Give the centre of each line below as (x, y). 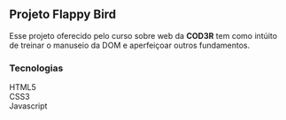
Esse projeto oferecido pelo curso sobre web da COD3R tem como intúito (143, 35)
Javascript (28, 106)
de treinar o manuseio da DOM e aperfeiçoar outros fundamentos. (130, 45)
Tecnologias (36, 68)
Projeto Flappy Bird (63, 15)
